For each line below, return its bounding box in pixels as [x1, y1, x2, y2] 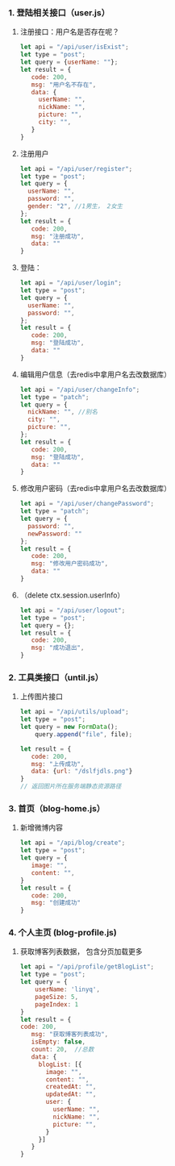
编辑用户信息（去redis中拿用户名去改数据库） [19, 369, 172, 379]
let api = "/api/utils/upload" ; [19, 708, 129, 716]
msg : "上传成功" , [31, 760, 85, 768]
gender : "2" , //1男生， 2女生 [27, 202, 123, 210]
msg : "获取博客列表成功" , [31, 1031, 109, 1039]
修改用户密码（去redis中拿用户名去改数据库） [19, 484, 172, 493]
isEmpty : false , [31, 1038, 86, 1046]
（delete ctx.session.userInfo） [19, 590, 125, 600]
